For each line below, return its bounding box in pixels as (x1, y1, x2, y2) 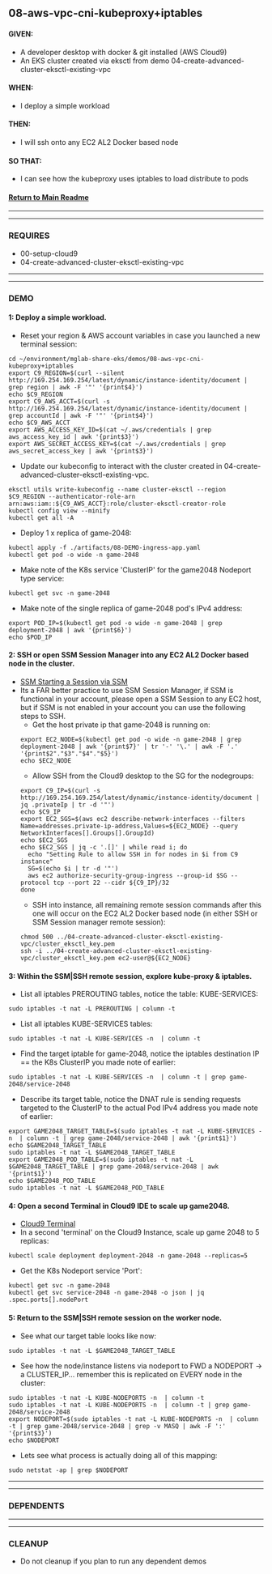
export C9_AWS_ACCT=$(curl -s (8, 397, 111, 406)
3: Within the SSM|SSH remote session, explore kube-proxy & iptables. (8, 971, 253, 981)
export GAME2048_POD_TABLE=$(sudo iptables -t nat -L (8, 1155, 194, 1164)
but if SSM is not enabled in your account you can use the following (19, 703, 246, 713)
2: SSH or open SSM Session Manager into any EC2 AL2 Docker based (8, 650, 249, 660)
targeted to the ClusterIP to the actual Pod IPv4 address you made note (19, 1103, 259, 1112)
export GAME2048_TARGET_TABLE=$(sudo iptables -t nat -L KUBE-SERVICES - (8, 1127, 263, 1136)
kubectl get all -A (8, 513, 74, 521)
